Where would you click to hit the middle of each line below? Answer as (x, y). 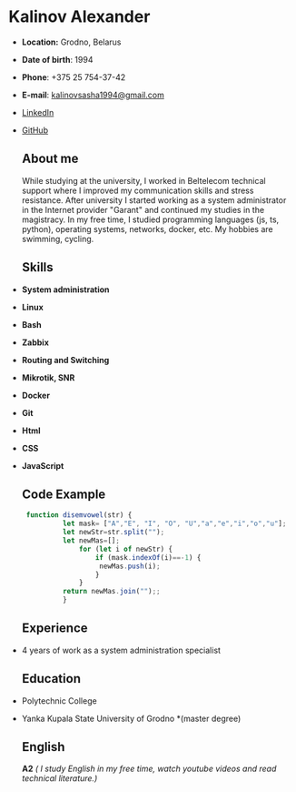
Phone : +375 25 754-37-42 (74, 77)
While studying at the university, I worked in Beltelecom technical (143, 180)
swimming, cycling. (58, 239)
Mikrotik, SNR (48, 377)
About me (50, 159)
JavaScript (43, 465)
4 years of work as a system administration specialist (121, 650)
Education (51, 679)
